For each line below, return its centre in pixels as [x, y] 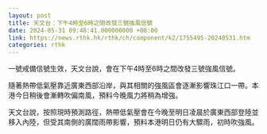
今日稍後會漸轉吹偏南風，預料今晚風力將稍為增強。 [99, 95]
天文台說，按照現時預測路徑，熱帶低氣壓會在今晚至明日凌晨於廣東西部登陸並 [133, 113]
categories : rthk [37, 45]
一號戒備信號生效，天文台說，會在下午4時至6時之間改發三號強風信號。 [124, 69]
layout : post [30, 15]
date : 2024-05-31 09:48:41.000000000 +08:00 [83, 30]
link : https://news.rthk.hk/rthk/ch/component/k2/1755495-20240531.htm [129, 38]
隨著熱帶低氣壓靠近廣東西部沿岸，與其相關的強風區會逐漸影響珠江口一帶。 [130, 86]
